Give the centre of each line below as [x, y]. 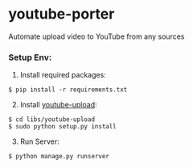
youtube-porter [62, 14]
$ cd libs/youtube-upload [51, 120]
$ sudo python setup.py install [62, 127]
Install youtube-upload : [59, 105]
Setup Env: [30, 57]
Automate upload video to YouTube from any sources [96, 36]
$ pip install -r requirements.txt [68, 90]
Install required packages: [63, 75]
